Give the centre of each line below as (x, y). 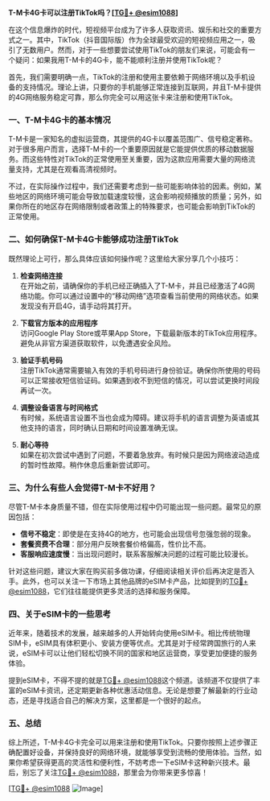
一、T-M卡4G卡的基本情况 (59, 120)
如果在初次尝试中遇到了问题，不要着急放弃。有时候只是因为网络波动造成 (139, 455)
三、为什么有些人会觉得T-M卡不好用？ (82, 488)
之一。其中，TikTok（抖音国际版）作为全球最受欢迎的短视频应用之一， (132, 40)
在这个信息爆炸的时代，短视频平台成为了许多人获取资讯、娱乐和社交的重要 (131, 30)
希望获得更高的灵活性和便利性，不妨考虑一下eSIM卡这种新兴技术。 (133, 762)
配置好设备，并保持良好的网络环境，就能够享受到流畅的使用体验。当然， (135, 753)
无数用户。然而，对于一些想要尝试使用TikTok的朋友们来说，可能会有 (135, 50)
